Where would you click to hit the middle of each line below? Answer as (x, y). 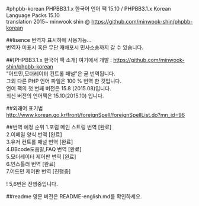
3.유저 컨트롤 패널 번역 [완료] (40, 142)
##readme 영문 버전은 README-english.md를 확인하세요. (74, 196)
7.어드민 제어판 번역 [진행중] (38, 171)
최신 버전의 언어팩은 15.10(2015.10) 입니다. (55, 96)
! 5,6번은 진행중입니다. (32, 184)
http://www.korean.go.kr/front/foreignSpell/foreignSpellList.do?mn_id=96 (96, 115)
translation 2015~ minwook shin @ (48, 22)
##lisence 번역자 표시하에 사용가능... (49, 40)
